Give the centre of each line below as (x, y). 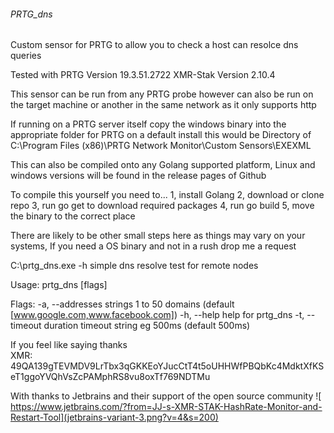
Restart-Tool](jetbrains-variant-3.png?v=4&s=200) (114, 417)
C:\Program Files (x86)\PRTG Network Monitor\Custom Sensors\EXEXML (161, 146)
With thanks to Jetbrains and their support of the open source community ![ (166, 396)
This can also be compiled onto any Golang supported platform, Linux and (163, 165)
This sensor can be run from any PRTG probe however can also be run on (162, 94)
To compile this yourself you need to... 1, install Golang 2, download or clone (167, 195)
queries (26, 56)
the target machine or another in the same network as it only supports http (163, 105)
